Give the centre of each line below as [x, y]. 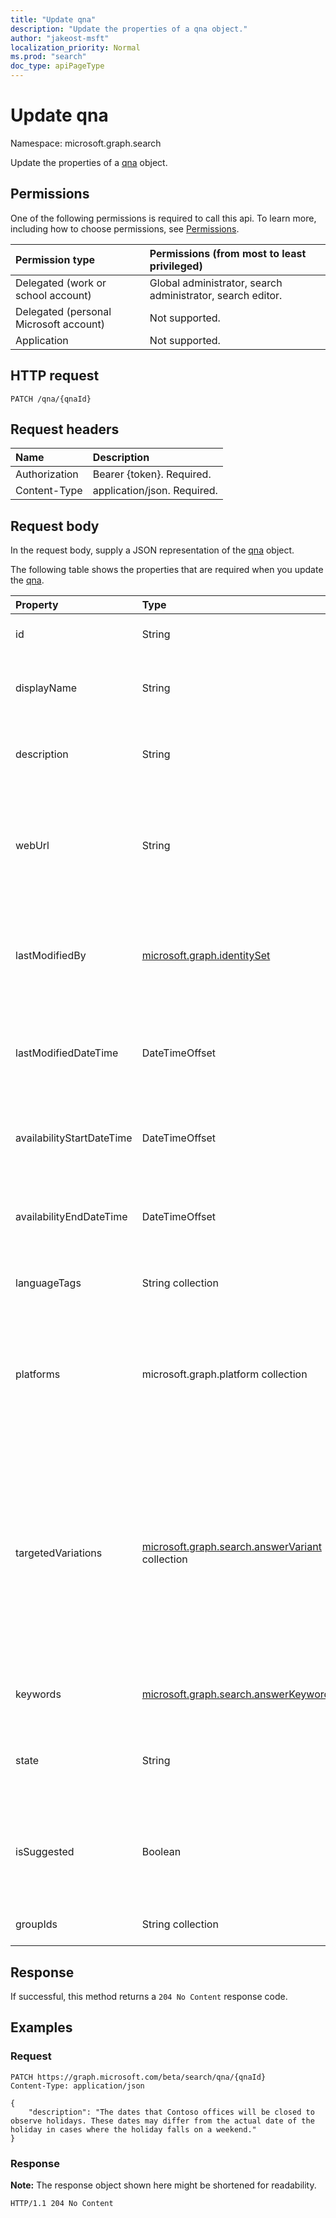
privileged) [176, 266]
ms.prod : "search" [48, 57]
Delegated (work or [61, 283]
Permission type [55, 259]
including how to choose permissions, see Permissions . [125, 228]
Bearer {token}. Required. [152, 474]
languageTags [48, 1283]
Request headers [65, 429]
